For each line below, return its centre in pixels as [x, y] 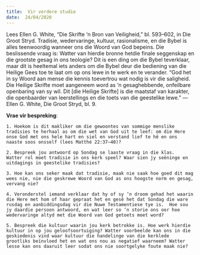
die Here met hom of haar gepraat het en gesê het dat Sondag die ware [97, 199]
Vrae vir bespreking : [32, 115]
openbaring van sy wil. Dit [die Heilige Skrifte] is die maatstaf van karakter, [98, 91]
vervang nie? [22, 184]
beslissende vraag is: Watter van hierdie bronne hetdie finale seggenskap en [100, 53]
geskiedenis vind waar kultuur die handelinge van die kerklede [88, 236]
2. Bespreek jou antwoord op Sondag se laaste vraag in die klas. [90, 153]
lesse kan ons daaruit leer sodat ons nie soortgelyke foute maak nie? [97, 246]
